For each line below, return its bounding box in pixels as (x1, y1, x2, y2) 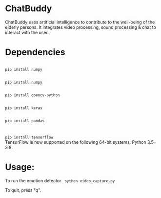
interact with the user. (5, 29, 49, 35)
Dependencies (5, 47, 65, 58)
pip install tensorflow (5, 135, 54, 140)
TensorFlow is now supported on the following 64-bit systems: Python (5, 139, 146, 145)
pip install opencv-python (5, 92, 60, 98)
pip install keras (5, 106, 42, 110)
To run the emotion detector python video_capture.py (5, 177, 115, 183)
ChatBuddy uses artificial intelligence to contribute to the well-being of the (5, 19, 155, 25)
